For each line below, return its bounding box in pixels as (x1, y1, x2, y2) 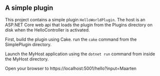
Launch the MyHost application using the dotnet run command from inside (5, 51, 156, 57)
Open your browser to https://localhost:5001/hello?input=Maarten (5, 65, 137, 71)
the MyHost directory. (5, 56, 49, 62)
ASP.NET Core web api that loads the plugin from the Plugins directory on (5, 22, 153, 28)
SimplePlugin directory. (5, 41, 52, 47)
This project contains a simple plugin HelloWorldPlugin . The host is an (5, 16, 145, 22)
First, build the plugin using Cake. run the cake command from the (5, 36, 137, 42)
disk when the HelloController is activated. (5, 27, 90, 33)
